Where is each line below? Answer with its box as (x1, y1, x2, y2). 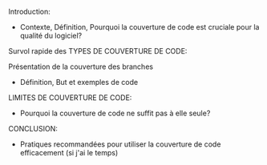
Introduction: (8, 7, 51, 16)
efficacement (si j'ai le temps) (19, 148, 119, 157)
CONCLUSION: (8, 124, 59, 133)
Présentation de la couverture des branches (8, 62, 154, 71)
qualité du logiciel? (19, 31, 83, 40)
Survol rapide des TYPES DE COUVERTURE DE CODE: (8, 46, 188, 55)
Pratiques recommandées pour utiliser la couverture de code (19, 139, 221, 149)
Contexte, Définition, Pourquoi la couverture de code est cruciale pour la (19, 22, 260, 31)
